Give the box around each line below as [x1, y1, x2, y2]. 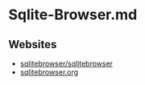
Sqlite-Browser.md [8, 6, 138, 24]
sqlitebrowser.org [19, 67, 79, 77]
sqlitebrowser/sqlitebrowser [19, 59, 114, 68]
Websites [8, 38, 57, 51]
